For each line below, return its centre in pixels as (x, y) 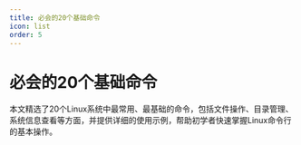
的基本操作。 (33, 131)
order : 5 (26, 34)
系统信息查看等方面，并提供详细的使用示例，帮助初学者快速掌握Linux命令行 (150, 121)
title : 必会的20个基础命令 (55, 18)
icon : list (30, 26)
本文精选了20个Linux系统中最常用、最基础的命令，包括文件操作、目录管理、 (151, 109)
